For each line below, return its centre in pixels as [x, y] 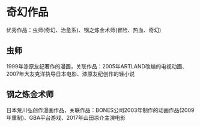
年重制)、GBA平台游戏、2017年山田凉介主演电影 [66, 117]
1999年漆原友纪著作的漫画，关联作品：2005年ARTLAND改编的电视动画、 [97, 66]
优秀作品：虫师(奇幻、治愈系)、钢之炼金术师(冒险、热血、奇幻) [84, 30]
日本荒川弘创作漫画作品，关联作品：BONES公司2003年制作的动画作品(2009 [100, 110]
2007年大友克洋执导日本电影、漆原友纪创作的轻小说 [71, 74]
